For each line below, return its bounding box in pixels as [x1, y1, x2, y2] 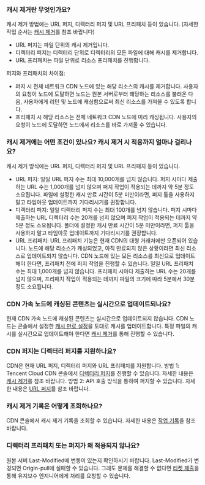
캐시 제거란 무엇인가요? [6, 5, 71, 14]
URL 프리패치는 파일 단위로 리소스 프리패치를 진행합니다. [15, 56, 151, 64]
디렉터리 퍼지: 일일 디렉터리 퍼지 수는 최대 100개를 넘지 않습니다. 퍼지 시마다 [15, 206, 197, 213]
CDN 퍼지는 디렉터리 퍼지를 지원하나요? [6, 347, 116, 355]
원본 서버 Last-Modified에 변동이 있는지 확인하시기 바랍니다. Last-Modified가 [6, 456, 193, 464]
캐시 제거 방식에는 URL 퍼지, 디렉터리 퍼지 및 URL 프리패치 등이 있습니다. [6, 162, 181, 169]
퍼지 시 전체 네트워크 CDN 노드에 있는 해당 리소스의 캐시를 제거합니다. [15, 83, 182, 90]
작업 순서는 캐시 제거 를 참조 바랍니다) [6, 28, 95, 36]
